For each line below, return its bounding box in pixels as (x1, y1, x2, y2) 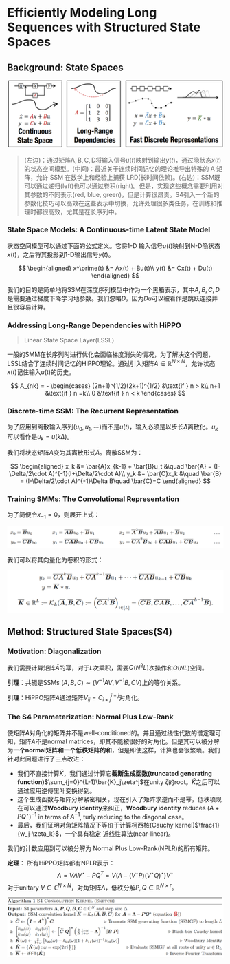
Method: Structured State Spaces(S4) (7, 626, 173, 638)
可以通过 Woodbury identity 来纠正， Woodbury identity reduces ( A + (23, 803, 220, 812)
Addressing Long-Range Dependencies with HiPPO (7, 320, 182, 330)
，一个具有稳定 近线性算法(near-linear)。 (58, 830, 175, 838)
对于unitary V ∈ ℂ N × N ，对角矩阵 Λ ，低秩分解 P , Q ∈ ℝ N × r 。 (7, 882, 178, 892)
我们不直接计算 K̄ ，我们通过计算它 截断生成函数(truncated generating (16, 769, 213, 777)
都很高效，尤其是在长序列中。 (36, 207, 121, 216)
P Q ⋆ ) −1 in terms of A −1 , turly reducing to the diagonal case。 (16, 811, 188, 821)
